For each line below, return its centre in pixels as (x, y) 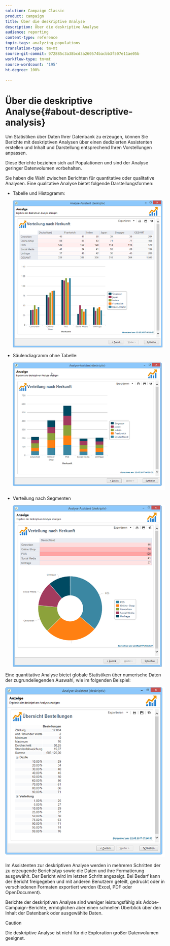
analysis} (25, 123)
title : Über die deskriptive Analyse (45, 21)
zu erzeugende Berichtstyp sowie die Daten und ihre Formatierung (75, 871)
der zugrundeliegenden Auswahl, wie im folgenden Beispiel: (68, 680)
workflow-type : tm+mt (28, 59)
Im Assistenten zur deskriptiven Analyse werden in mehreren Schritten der (83, 865)
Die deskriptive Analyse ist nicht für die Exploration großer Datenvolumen (82, 933)
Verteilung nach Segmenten (42, 498)
